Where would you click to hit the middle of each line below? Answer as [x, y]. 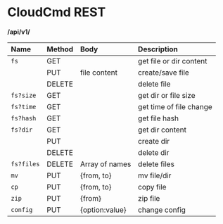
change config [162, 210]
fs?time [24, 107]
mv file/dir [155, 175]
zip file [149, 198]
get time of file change [175, 106]
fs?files [25, 164]
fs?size [24, 95]
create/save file [164, 73]
